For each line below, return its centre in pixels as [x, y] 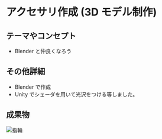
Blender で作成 [33, 87]
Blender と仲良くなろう [43, 51]
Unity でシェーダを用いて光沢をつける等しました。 [76, 94]
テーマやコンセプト [41, 36]
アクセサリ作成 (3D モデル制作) [82, 12]
